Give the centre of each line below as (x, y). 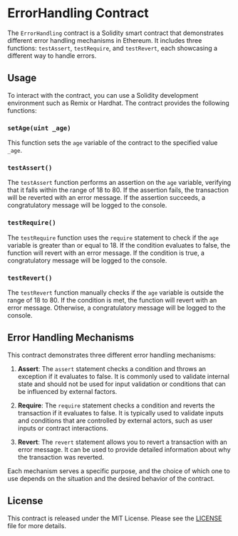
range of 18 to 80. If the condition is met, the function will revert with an (112, 300)
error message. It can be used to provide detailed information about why (124, 449)
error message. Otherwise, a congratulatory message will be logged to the (117, 308)
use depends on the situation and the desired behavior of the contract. (111, 478)
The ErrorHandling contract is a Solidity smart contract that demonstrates (116, 33)
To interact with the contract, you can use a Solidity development (103, 95)
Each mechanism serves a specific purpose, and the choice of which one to (119, 471)
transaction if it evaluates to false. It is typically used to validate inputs (120, 413)
